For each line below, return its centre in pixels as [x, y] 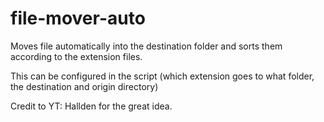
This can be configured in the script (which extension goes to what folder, [162, 76]
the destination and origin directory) [84, 86]
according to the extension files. [76, 56]
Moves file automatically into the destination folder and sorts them [146, 46]
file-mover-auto [78, 18]
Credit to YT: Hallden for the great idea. [91, 106]
